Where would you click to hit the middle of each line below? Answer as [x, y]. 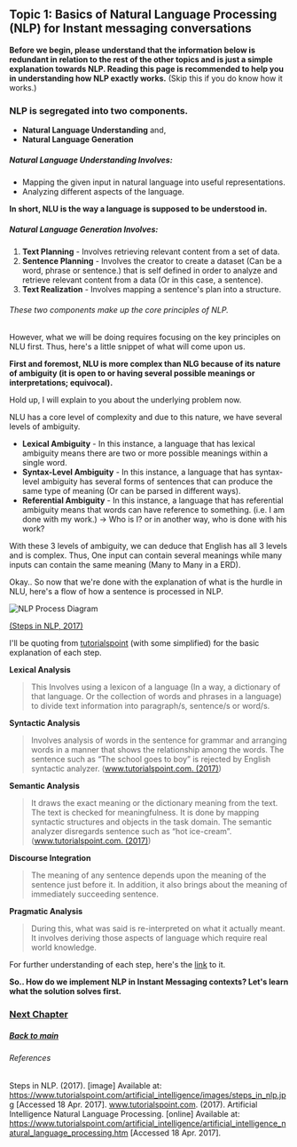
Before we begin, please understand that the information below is [132, 50]
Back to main [34, 1035]
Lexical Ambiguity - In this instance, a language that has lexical [138, 444]
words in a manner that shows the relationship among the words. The [157, 750]
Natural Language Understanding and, [94, 130]
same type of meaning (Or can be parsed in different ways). [131, 491]
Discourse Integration [50, 858]
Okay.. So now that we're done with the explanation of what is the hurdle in [146, 582]
